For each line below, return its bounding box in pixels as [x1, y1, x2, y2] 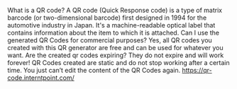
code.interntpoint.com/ [7, 73, 75, 82]
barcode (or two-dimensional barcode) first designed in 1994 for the [7, 13, 207, 22]
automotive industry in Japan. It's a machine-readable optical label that [7, 21, 216, 29]
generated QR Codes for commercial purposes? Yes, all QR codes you [7, 36, 213, 44]
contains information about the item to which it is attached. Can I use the [7, 28, 220, 37]
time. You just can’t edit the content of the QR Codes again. [7, 66, 181, 74]
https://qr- [182, 66, 213, 74]
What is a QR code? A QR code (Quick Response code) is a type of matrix [7, 6, 222, 14]
